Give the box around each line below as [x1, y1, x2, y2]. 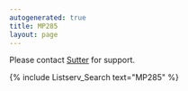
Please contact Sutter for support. [9, 55, 136, 66]
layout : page [9, 30, 58, 39]
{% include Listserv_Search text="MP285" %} [9, 72, 180, 83]
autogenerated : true [9, 13, 87, 23]
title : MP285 [9, 22, 58, 31]
